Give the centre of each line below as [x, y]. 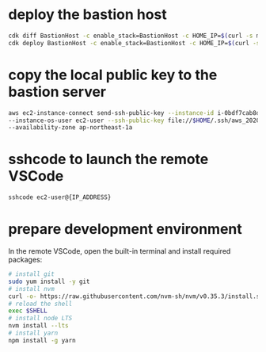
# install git [32, 274]
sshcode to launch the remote [108, 159]
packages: [25, 260]
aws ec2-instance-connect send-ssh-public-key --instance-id [111, 113]
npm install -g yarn [42, 340]
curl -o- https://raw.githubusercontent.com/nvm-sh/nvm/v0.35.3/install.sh [136, 296]
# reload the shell [40, 304]
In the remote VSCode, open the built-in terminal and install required [120, 251]
